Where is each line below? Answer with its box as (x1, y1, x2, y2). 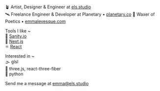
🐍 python (5, 71, 24, 77)
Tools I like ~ (5, 28, 31, 33)
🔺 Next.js (5, 38, 24, 44)
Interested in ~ (5, 53, 35, 59)
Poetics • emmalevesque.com (5, 19, 66, 24)
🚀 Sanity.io (5, 33, 27, 39)
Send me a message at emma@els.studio (5, 81, 89, 86)
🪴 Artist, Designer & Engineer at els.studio (5, 4, 91, 10)
